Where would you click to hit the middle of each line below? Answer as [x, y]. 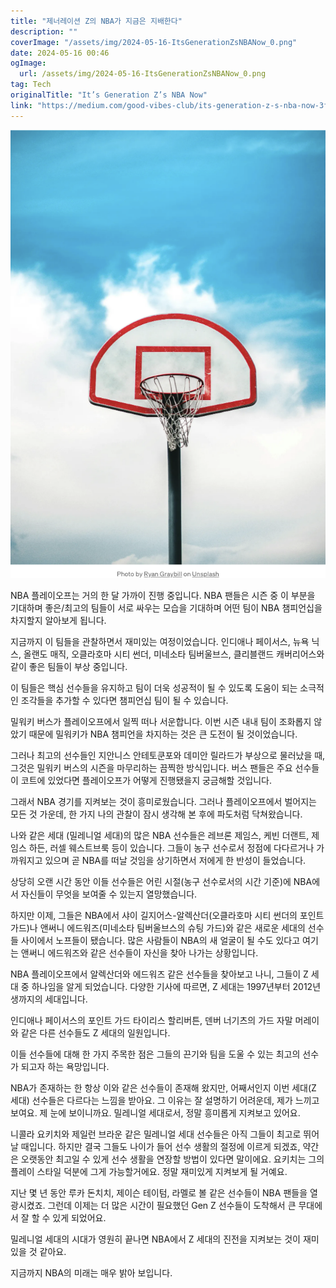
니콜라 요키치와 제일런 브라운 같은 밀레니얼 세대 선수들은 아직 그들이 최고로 [156, 1134]
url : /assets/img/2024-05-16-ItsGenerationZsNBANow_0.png [143, 74]
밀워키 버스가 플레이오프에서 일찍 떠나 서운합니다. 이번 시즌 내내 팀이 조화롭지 [161, 722]
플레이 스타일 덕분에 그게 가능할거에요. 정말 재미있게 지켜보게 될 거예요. [149, 1172]
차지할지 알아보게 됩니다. [58, 621]
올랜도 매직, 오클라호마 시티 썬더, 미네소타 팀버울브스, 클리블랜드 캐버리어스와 [174, 654]
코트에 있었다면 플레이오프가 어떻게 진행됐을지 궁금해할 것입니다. [146, 781]
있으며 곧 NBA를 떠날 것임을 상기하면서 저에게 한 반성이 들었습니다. [175, 861]
